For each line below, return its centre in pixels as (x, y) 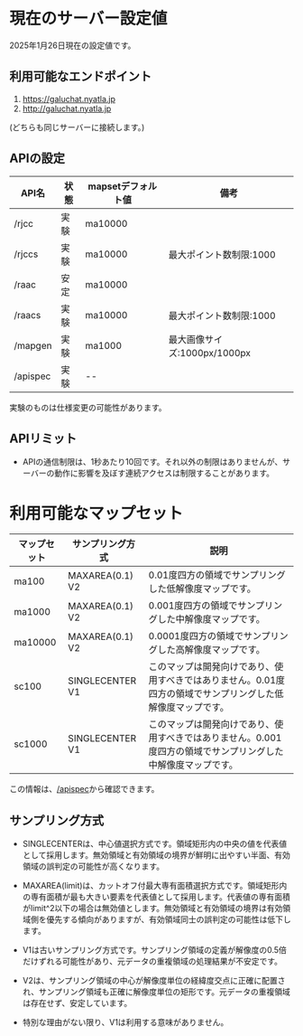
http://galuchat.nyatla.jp (67, 108)
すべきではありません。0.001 (220, 738)
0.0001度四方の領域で (196, 636)
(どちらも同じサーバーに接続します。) (77, 127)
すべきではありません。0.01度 (221, 681)
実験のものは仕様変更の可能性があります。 (88, 407)
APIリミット (43, 438)
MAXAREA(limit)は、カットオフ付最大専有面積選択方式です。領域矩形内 (155, 886)
